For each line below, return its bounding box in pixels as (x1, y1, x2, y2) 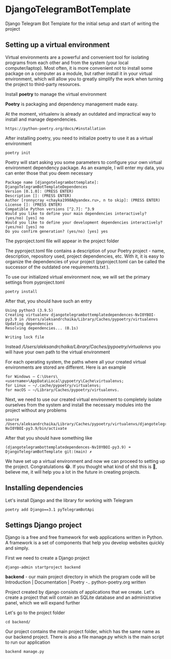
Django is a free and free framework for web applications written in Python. (5, 534, 163, 540)
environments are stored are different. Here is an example (5, 364, 126, 370)
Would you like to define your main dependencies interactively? (5, 211, 147, 216)
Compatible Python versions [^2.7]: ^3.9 (5, 206, 95, 212)
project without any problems (5, 407, 67, 413)
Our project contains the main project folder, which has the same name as (5, 628, 160, 635)
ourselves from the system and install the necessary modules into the (5, 401, 151, 408)
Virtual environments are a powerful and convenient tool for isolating (5, 54, 149, 60)
